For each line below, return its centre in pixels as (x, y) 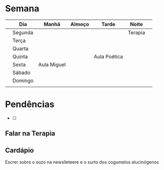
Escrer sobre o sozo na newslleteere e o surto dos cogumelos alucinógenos (82, 162)
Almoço (80, 24)
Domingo (23, 80)
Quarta (20, 48)
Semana (22, 9)
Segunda (23, 33)
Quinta (20, 56)
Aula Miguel (52, 65)
